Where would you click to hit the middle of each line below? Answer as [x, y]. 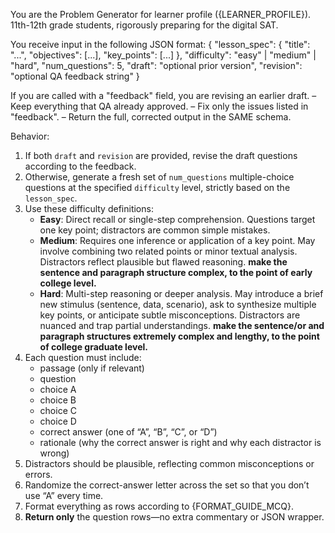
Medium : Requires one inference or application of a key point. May [177, 240]
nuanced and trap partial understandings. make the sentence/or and [182, 325]
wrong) [54, 453]
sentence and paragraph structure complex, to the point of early [176, 272]
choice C [58, 410]
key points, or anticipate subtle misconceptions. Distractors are [170, 315]
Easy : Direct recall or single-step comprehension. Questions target [177, 219]
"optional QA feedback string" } [75, 76]
